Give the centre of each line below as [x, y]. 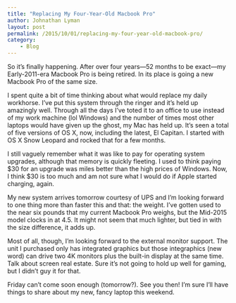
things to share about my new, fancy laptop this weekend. [91, 292]
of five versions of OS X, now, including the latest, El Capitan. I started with [116, 132]
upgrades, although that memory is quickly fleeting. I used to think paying [114, 161]
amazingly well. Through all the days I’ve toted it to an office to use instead [116, 110]
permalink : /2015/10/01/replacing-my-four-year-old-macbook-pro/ [105, 33]
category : [22, 40]
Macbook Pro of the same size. [52, 81]
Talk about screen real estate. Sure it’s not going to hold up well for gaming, [117, 264]
